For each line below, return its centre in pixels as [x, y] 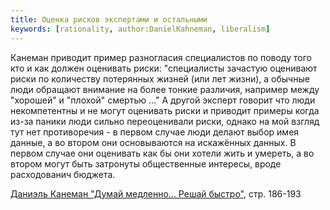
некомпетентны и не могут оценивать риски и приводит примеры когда [165, 110]
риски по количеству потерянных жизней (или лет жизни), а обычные [160, 78]
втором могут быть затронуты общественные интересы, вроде [146, 163]
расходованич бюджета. [63, 174]
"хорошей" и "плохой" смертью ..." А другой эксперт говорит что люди [163, 100]
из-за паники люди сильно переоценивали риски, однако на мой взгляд [165, 121]
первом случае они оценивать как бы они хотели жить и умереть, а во [162, 153]
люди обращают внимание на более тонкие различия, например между [165, 89]
